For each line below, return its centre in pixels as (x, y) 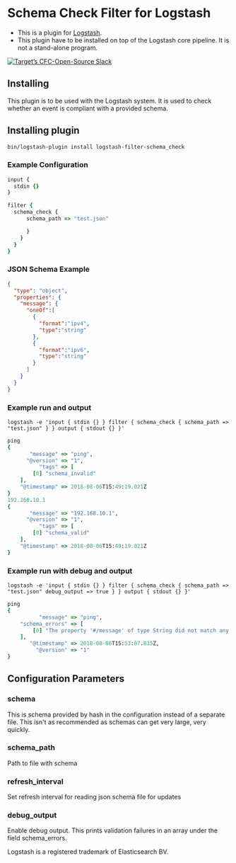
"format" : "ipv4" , (64, 324)
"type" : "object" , (41, 291)
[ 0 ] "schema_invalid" (65, 474)
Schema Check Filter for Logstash (109, 13)
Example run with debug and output (70, 571)
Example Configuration (48, 165)
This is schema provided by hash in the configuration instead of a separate (116, 714)
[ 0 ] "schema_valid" (61, 533)
